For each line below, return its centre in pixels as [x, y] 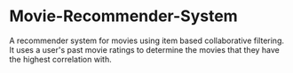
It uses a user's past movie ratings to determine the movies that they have [144, 49]
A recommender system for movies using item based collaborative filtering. [146, 40]
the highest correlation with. [61, 59]
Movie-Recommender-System [123, 16]
